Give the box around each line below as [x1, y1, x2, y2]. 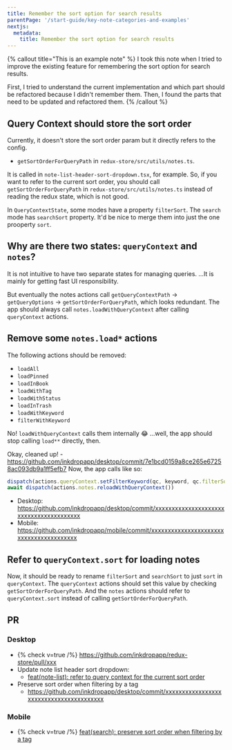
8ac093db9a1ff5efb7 [7, 464, 67, 473]
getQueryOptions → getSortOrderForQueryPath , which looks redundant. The [7, 298, 220, 306]
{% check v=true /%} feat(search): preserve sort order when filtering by [17, 728, 222, 736]
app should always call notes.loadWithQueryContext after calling [7, 305, 189, 313]
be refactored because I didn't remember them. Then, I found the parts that [7, 91, 222, 99]
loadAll [17, 365, 39, 372]
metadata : [13, 29, 41, 37]
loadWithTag [17, 387, 52, 394]
